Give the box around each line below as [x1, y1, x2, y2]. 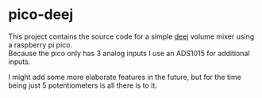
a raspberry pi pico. [8, 40, 73, 49]
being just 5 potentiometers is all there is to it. [8, 81, 157, 90]
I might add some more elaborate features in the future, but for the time [8, 72, 242, 81]
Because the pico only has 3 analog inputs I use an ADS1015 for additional [8, 48, 250, 58]
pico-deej [8, 6, 74, 24]
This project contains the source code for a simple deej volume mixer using [8, 32, 255, 41]
